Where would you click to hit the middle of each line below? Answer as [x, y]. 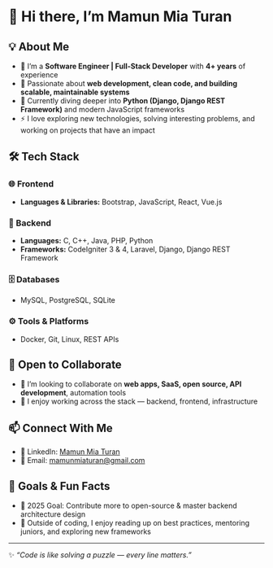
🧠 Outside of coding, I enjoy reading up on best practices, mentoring [135, 523]
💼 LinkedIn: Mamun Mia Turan [70, 452]
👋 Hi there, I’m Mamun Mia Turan [120, 17]
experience [39, 75]
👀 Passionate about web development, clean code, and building [129, 83]
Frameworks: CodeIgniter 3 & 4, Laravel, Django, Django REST [125, 249]
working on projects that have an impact [88, 130]
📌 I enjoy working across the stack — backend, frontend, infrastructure [139, 401]
